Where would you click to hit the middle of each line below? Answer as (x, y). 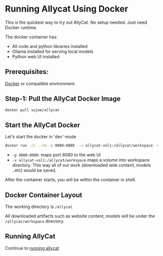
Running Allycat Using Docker (67, 9)
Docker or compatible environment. (41, 83)
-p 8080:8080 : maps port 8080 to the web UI (56, 155)
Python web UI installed (36, 56)
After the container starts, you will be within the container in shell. (71, 180)
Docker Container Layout (44, 195)
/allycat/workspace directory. (35, 221)
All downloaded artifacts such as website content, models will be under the (80, 216)
